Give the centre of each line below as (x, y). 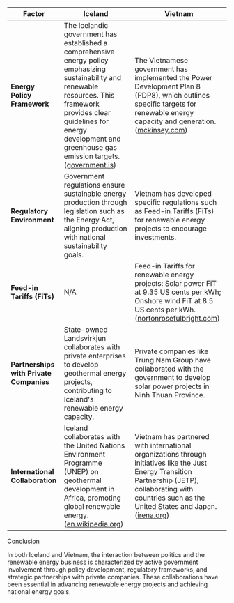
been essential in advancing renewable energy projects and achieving (108, 584)
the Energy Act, (89, 220)
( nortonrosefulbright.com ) (178, 318)
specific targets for (166, 104)
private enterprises (95, 356)
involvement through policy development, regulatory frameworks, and (107, 570)
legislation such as (94, 211)
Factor (34, 14)
